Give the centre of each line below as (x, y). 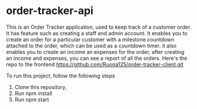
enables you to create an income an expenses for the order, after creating (95, 52)
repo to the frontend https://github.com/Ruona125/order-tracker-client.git (95, 64)
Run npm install (33, 93)
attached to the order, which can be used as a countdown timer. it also (91, 46)
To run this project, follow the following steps (61, 76)
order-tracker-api (50, 11)
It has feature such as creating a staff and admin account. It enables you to (97, 33)
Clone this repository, (41, 87)
